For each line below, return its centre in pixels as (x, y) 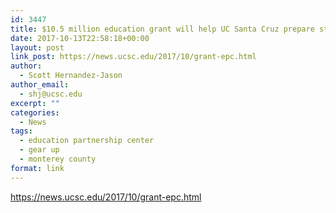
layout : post (37, 47)
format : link (37, 168)
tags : (21, 131)
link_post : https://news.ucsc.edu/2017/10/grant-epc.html (133, 57)
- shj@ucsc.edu (51, 94)
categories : (35, 112)
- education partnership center (87, 141)
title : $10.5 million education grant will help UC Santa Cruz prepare (162, 29)
